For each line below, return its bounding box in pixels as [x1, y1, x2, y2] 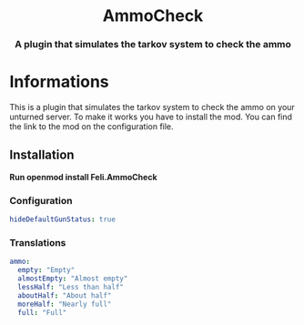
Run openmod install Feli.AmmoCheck [9, 171, 157, 182]
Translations [9, 236, 66, 249]
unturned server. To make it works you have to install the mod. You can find [9, 111, 293, 123]
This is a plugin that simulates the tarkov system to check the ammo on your [9, 102, 296, 113]
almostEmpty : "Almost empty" [17, 274, 128, 283]
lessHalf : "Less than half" [17, 282, 125, 291]
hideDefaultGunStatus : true [9, 215, 117, 224]
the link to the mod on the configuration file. [9, 121, 175, 132]
